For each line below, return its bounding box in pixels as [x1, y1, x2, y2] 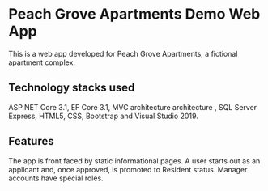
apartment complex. [8, 57, 75, 67]
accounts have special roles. [8, 173, 104, 183]
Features [8, 134, 54, 148]
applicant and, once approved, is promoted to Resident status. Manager [8, 164, 248, 174]
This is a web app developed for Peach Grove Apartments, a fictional [8, 49, 238, 58]
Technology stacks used [8, 81, 135, 95]
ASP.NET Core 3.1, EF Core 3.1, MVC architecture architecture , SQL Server [8, 102, 257, 112]
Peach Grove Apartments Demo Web [8, 5, 261, 23]
